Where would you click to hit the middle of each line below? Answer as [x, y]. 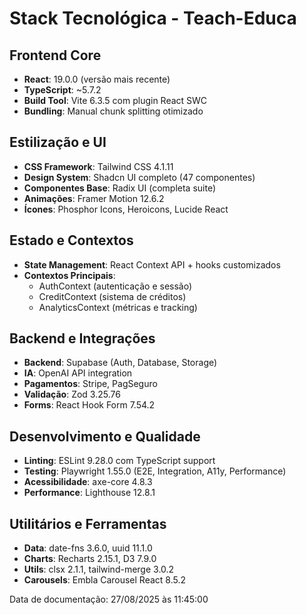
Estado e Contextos [71, 240]
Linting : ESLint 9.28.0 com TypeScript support [119, 461]
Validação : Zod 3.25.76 [72, 394]
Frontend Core [55, 55]
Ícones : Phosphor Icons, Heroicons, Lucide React [126, 209]
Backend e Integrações [82, 338]
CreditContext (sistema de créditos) [112, 296]
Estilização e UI [58, 142]
